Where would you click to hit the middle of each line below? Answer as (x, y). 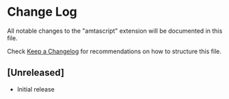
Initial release (36, 89)
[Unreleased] (36, 73)
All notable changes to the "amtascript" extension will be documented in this (115, 31)
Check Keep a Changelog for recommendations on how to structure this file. (114, 51)
